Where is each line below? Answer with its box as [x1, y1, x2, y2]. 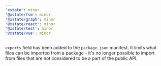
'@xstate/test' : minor [5, 26, 53, 31]
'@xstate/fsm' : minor [5, 12, 51, 17]
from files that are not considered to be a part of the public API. [5, 55, 138, 61]
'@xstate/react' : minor [5, 21, 56, 27]
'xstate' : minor [5, 7, 40, 13]
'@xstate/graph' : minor [5, 17, 56, 22]
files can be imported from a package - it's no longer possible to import [5, 50, 155, 56]
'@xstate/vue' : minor [5, 31, 51, 36]
